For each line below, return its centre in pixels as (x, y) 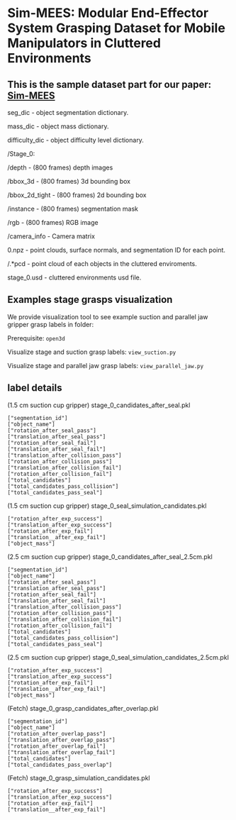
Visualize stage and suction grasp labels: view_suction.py (92, 352)
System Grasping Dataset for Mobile (116, 28)
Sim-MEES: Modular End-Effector (108, 13)
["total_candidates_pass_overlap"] (60, 765)
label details (35, 388)
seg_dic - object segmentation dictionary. (68, 112)
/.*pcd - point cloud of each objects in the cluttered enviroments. (102, 264)
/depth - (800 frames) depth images (60, 167)
